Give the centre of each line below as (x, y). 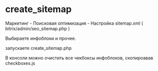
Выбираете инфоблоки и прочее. (41, 38)
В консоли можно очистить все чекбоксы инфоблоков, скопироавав (79, 58)
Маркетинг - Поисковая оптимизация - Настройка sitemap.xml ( (74, 23)
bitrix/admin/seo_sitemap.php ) (38, 28)
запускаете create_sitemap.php (39, 48)
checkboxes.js (20, 63)
